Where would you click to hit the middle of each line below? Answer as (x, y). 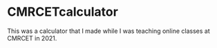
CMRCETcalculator (63, 12)
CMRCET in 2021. (32, 38)
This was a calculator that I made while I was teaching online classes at (108, 31)
